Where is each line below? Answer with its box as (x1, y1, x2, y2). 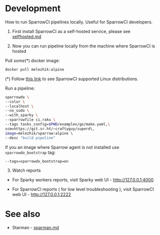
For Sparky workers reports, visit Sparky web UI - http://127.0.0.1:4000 (12, 177, 154, 182)
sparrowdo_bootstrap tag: (5, 149, 56, 155)
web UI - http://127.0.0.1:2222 (12, 191, 71, 197)
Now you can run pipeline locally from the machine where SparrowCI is (12, 43, 155, 49)
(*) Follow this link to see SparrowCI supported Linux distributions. (5, 76, 139, 82)
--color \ (5, 99, 25, 104)
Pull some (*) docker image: (5, 57, 60, 63)
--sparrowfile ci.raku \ (5, 117, 56, 122)
